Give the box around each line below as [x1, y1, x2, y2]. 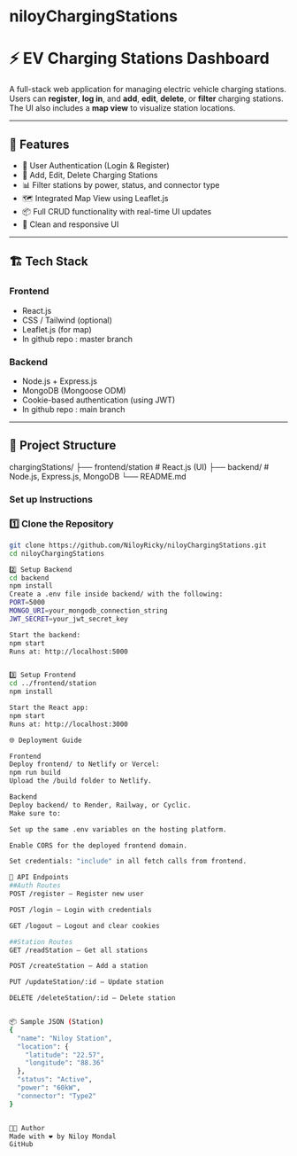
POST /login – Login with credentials [9, 905, 152, 914]
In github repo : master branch [21, 333, 133, 344]
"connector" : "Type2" [17, 1091, 97, 1100]
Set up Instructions [9, 493, 93, 505]
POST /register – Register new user [9, 889, 144, 899]
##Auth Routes [9, 881, 62, 890]
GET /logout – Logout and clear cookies [9, 921, 161, 930]
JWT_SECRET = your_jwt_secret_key [9, 614, 128, 623]
